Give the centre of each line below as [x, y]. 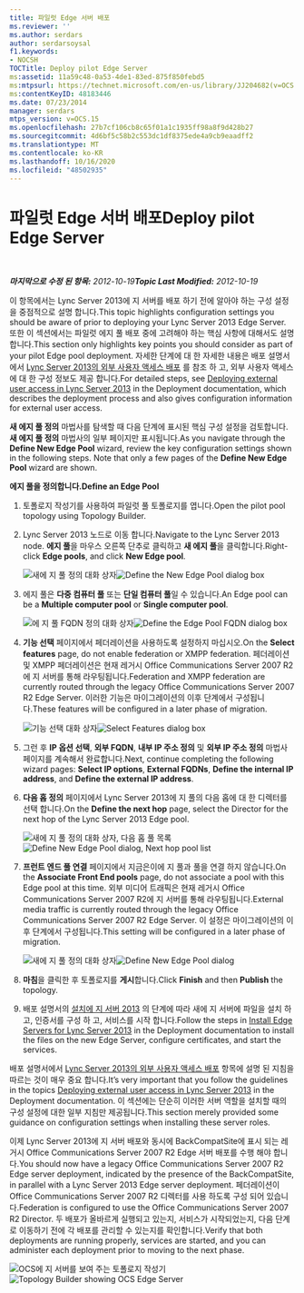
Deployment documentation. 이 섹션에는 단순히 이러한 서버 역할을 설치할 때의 [148, 1101]
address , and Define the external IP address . [108, 779]
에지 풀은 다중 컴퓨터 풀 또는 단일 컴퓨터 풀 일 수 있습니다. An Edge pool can [155, 594]
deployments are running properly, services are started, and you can [137, 1240]
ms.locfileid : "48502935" [58, 170]
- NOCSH [24, 60]
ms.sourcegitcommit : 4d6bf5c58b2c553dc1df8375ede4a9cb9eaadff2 [132, 136]
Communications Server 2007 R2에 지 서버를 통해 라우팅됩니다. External [153, 900]
